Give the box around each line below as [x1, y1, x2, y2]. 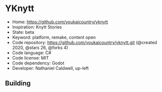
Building [5, 79, 31, 88]
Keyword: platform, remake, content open [12, 34, 96, 40]
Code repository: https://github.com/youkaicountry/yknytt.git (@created [12, 39, 157, 45]
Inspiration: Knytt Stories [12, 24, 62, 30]
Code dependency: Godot [12, 60, 64, 66]
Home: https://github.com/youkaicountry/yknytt [12, 19, 108, 25]
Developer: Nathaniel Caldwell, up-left [12, 65, 89, 71]
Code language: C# [12, 49, 52, 56]
